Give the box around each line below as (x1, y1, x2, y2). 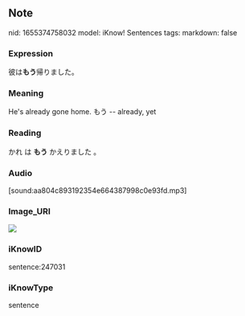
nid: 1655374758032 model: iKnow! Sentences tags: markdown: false (8, 27, 238, 37)
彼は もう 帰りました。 (8, 68, 79, 77)
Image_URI (8, 205, 51, 216)
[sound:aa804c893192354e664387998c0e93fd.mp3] (8, 186, 187, 195)
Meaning (8, 88, 44, 99)
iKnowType (8, 281, 54, 293)
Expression (8, 47, 54, 59)
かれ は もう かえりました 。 (8, 146, 101, 156)
